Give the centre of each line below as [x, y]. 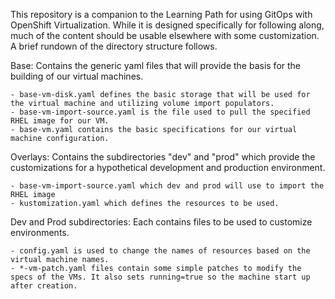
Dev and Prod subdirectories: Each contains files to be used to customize [161, 222]
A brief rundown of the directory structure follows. [114, 46]
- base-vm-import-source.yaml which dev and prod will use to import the [167, 186]
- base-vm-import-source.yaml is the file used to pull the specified [160, 112]
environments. [40, 232]
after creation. [44, 286]
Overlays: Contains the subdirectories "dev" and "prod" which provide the [163, 157]
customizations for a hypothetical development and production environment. [168, 167]
